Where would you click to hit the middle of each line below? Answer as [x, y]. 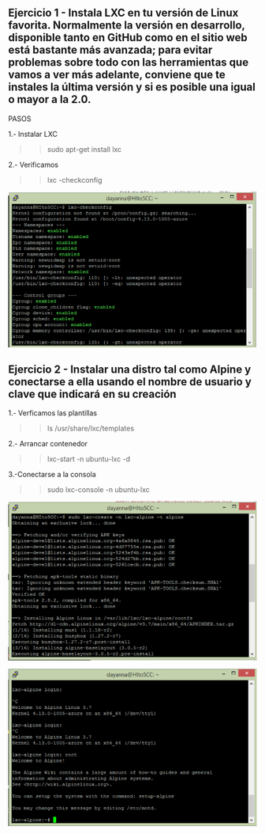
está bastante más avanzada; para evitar [110, 50]
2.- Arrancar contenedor [48, 444]
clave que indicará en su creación [92, 394]
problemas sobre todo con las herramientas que [129, 63]
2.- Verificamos [34, 165]
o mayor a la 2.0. [50, 99]
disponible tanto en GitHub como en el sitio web [128, 38]
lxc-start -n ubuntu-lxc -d [89, 459]
